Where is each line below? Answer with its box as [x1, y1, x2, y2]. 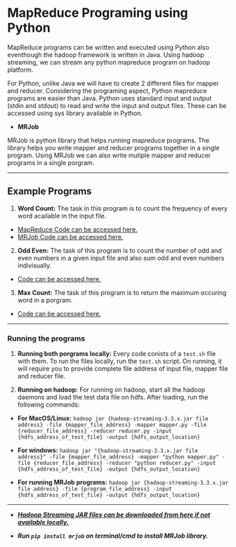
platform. [7, 65, 34, 74]
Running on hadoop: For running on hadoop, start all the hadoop [17, 385, 206, 394]
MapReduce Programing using [7, 5, 188, 21]
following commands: [17, 400, 80, 409]
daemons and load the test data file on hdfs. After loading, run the [17, 393, 209, 402]
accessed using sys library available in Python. [7, 109, 143, 117]
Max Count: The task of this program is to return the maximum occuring [17, 288, 227, 296]
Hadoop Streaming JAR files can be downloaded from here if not [17, 510, 211, 519]
